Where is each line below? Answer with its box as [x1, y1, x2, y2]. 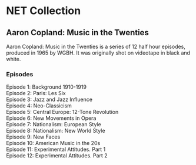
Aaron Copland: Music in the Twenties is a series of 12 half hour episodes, [6, 43, 185, 50]
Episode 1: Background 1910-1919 [6, 83, 87, 90]
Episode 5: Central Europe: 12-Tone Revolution [6, 109, 119, 116]
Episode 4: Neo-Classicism [6, 102, 72, 109]
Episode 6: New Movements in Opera [6, 115, 97, 122]
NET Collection [6, 4, 81, 18]
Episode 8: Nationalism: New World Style [6, 127, 105, 134]
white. [6, 56, 21, 62]
